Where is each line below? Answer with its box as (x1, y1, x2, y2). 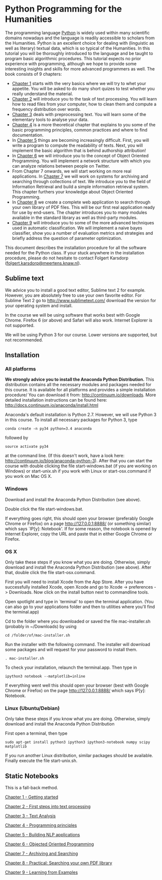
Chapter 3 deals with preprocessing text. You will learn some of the (12, 111, 147, 117)
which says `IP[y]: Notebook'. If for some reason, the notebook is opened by (5, 525, 157, 531)
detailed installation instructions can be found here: (5, 397, 107, 403)
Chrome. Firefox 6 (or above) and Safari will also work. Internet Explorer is (5, 317, 152, 323)
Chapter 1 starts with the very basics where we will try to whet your (12, 80, 147, 86)
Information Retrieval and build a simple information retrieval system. (12, 184, 149, 189)
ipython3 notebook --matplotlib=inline (5, 674, 86, 679)
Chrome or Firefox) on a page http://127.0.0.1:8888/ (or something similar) (5, 521, 151, 526)
